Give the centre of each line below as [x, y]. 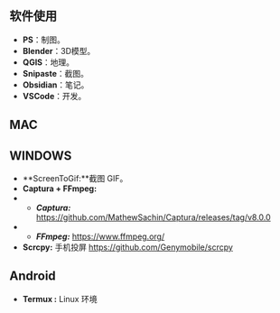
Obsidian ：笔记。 [56, 85]
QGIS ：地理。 [48, 62]
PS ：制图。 [44, 40]
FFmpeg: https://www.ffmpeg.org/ [100, 236]
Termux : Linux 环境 [60, 299]
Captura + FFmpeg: [60, 189]
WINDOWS [41, 156]
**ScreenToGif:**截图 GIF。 [75, 179]
